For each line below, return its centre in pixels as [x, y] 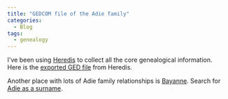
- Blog [23, 27]
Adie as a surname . [35, 88]
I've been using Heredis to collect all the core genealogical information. [110, 60]
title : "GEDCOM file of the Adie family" [69, 14]
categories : [24, 20]
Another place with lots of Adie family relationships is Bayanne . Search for [114, 81]
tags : [15, 33]
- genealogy [31, 40]
